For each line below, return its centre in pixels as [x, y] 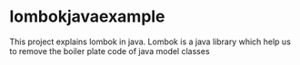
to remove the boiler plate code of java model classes [110, 51]
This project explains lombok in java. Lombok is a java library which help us [150, 42]
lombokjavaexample [87, 17]
